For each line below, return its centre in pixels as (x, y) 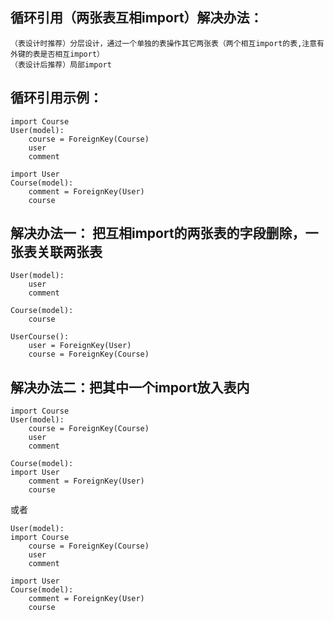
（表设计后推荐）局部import (61, 64)
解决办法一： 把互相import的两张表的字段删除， (158, 233)
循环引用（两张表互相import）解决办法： (136, 18)
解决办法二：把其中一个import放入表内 (130, 387)
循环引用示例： (56, 98)
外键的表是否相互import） (57, 54)
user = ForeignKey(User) (80, 346)
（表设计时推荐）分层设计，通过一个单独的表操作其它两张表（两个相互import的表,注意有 (167, 43)
